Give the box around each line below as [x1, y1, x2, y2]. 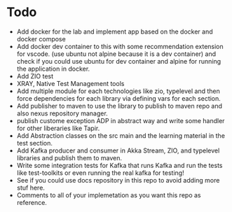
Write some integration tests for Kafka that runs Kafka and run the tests [16, 161, 223, 169]
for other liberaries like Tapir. [16, 124, 100, 132]
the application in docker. [16, 64, 90, 73]
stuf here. [16, 183, 45, 192]
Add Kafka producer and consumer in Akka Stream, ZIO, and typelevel [16, 146, 220, 155]
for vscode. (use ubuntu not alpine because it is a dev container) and [16, 50, 217, 58]
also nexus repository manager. [16, 109, 108, 118]
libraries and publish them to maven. [16, 153, 122, 162]
